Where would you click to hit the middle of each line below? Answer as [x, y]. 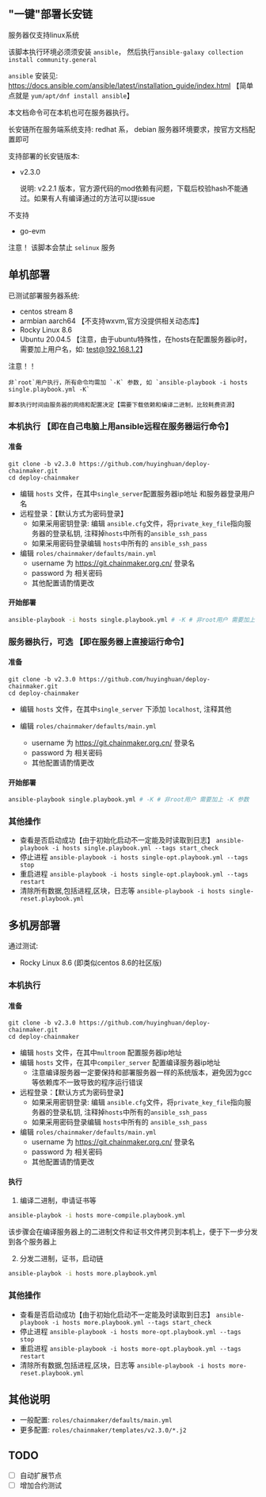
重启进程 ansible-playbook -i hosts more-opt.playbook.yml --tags [130, 1348]
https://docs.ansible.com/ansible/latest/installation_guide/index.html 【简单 [131, 85]
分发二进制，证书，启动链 [61, 1259]
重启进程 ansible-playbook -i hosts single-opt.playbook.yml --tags [134, 874]
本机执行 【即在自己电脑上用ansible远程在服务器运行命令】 [121, 426]
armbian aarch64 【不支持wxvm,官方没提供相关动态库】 [111, 321]
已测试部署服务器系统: [44, 295]
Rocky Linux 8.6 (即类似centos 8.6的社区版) [91, 963]
